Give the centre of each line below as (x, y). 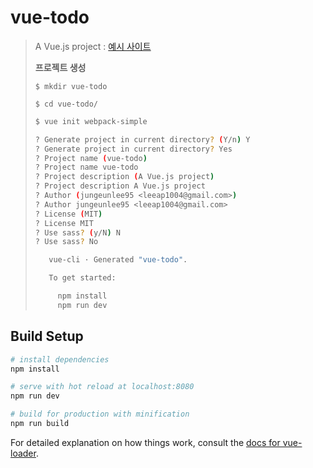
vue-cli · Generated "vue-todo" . (118, 260)
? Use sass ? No (66, 242)
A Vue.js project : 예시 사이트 (93, 46)
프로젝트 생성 (60, 67)
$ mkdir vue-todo (71, 86)
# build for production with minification (100, 414)
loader (23, 453)
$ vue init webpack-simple (91, 121)
